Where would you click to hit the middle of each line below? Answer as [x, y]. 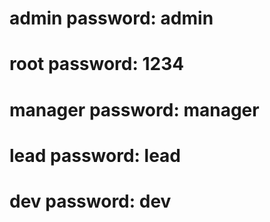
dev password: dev [90, 201]
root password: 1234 [97, 64]
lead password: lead [95, 155]
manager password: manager [134, 109]
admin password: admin [111, 18]
